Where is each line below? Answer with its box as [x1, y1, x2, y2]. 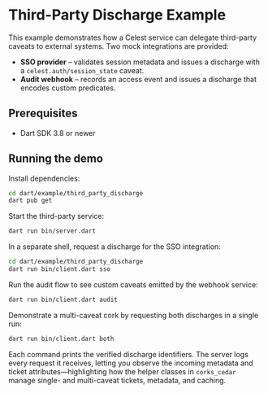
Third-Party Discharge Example [8, 6, 226, 24]
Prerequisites [8, 107, 78, 120]
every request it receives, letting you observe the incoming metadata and [8, 358, 253, 368]
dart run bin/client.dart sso [8, 265, 111, 273]
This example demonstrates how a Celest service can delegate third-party [8, 33, 257, 42]
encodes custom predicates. [19, 83, 116, 93]
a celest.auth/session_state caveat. [19, 65, 145, 75]
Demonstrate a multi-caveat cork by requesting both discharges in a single [8, 310, 259, 320]
